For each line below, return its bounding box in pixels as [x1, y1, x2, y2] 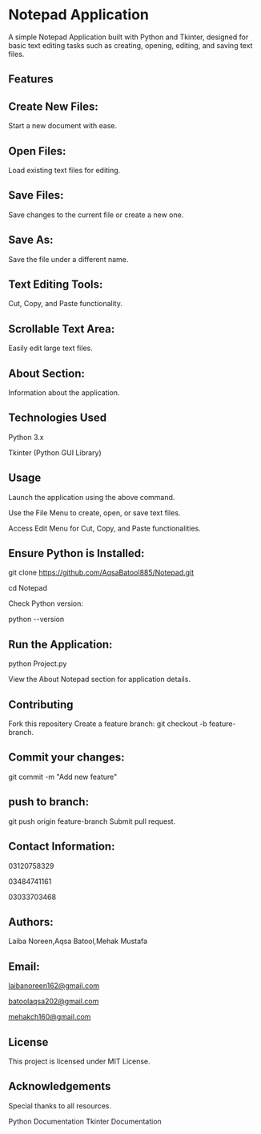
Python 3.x [8, 432, 44, 442]
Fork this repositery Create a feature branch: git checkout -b [8, 719, 208, 728]
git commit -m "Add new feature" [8, 772, 118, 781]
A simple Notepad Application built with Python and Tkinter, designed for [8, 32, 249, 42]
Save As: [8, 233, 54, 247]
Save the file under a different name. [8, 254, 129, 264]
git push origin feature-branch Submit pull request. [8, 816, 176, 826]
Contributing [8, 697, 74, 711]
